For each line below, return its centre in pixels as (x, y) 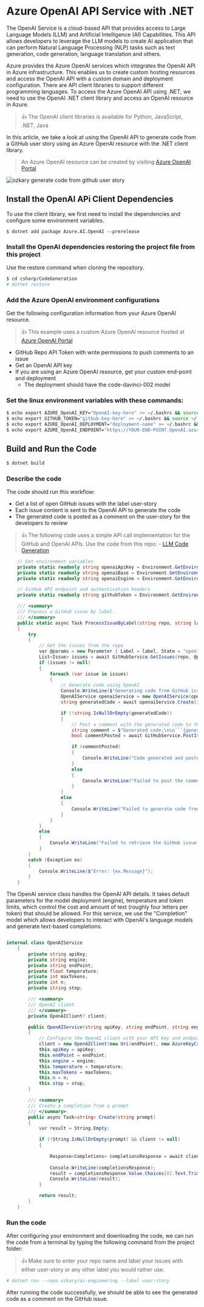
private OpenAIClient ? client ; (68, 1016)
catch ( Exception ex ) (56, 860)
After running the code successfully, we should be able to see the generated (102, 1292)
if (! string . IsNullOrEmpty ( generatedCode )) (116, 713)
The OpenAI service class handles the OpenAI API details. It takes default (98, 894)
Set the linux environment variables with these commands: (95, 401)
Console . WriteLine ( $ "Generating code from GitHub (124, 691)
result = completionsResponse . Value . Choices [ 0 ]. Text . (119, 1173)
